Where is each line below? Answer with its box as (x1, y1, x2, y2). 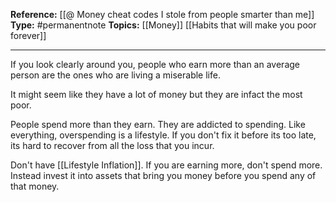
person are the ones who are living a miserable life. (10, 69, 221, 81)
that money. (10, 180, 60, 192)
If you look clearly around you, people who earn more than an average (10, 59, 300, 70)
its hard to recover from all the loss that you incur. (10, 140, 215, 151)
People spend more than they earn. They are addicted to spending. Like (10, 119, 306, 130)
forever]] (10, 30, 47, 41)
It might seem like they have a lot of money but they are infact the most (10, 89, 303, 100)
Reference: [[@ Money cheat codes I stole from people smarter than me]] (10, 9, 315, 20)
